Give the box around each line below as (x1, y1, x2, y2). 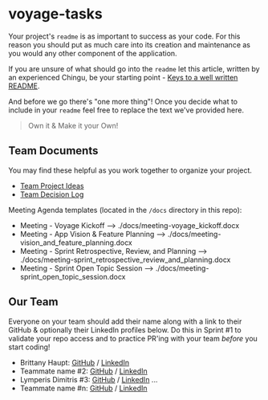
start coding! (8, 342, 51, 352)
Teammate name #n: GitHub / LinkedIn (19, 383, 148, 393)
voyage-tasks (8, 5, 103, 23)
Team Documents (8, 144, 99, 157)
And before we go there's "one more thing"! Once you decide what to (8, 96, 238, 106)
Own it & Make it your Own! (27, 120, 119, 130)
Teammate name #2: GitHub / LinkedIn (19, 366, 148, 376)
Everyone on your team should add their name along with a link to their (8, 316, 242, 326)
